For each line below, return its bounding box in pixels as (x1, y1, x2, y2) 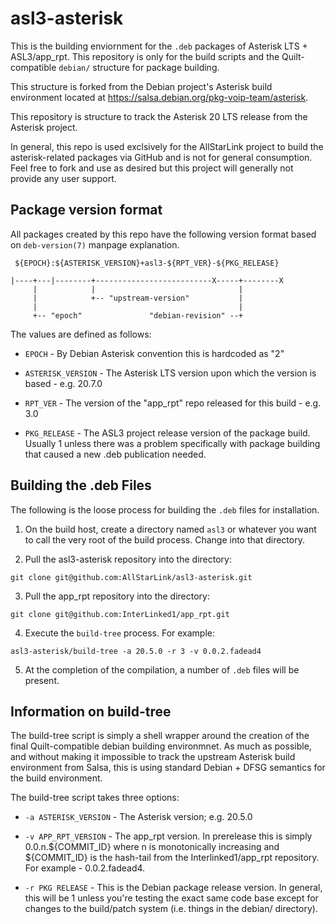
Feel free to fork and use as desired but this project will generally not (10, 162, 294, 174)
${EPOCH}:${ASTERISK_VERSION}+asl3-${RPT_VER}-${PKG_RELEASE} (14, 258, 280, 268)
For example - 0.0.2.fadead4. (24, 862, 146, 874)
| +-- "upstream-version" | (32, 293, 244, 303)
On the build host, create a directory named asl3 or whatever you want (24, 523, 317, 535)
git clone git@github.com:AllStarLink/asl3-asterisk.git (10, 572, 253, 582)
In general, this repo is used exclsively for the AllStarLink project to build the (10, 140, 324, 152)
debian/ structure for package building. (58, 61, 220, 73)
